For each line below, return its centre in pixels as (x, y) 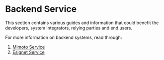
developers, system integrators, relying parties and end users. (69, 28)
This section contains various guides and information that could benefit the (82, 23)
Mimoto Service (29, 47)
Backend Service (41, 9)
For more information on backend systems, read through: (64, 37)
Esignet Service (28, 52)
